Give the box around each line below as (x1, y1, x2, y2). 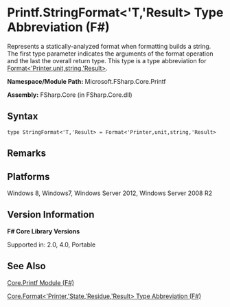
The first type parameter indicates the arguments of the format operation (7, 49, 214, 58)
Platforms (7, 170, 50, 183)
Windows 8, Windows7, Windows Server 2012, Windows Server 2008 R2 (7, 189, 213, 197)
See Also (7, 260, 46, 272)
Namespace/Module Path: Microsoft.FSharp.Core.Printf (7, 77, 166, 85)
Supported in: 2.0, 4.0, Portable (7, 240, 96, 249)
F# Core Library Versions (7, 227, 80, 235)
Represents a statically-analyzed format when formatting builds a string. (7, 42, 211, 50)
